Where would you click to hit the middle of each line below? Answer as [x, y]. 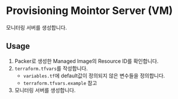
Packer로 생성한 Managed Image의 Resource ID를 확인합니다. [86, 61]
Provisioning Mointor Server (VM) [90, 11]
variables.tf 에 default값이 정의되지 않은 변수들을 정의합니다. [94, 75]
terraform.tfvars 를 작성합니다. [51, 68]
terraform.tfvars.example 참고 [60, 83]
